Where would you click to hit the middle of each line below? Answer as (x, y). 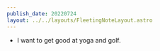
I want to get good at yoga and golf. (69, 40)
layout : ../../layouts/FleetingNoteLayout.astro (80, 20)
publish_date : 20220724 (42, 14)
